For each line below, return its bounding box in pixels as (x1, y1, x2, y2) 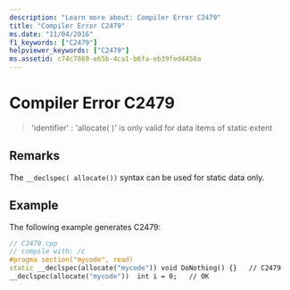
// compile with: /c (9, 247, 87, 256)
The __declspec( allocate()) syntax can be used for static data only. (9, 171, 265, 183)
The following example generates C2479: (9, 221, 162, 232)
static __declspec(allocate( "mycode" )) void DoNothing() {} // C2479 (9, 264, 281, 273)
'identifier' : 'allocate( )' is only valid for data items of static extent (30, 122, 273, 133)
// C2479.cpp (9, 238, 58, 248)
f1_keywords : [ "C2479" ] (9, 37, 98, 47)
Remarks (9, 148, 61, 163)
